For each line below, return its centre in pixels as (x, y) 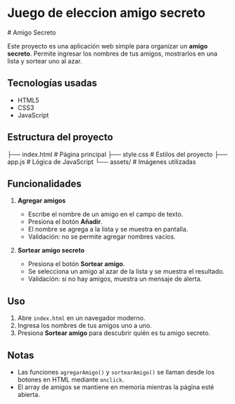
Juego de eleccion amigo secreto (106, 13)
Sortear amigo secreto (51, 251)
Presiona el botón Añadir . (65, 222)
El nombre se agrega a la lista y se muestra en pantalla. (108, 229)
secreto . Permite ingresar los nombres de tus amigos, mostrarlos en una (113, 53)
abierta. (28, 394)
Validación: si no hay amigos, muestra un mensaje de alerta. (115, 279)
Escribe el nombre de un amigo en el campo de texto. (106, 214)
